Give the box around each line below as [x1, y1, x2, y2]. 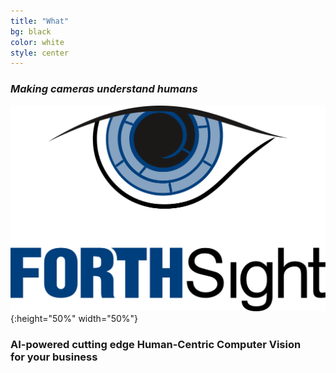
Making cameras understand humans [10, 82, 198, 96]
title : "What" [10, 16, 70, 26]
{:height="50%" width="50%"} [10, 312, 139, 324]
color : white [10, 37, 65, 47]
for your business [10, 350, 98, 364]
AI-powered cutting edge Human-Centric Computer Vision [10, 337, 302, 351]
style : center [10, 48, 70, 58]
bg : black [10, 26, 52, 37]
